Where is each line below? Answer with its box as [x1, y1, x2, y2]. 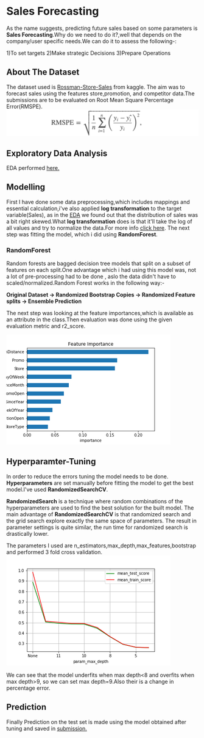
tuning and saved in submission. [6, 725, 87, 732]
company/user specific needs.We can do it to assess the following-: [6, 37, 177, 45]
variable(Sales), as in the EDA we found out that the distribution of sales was [6, 211, 199, 218]
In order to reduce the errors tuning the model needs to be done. [6, 472, 169, 480]
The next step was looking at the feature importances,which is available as [6, 310, 194, 317]
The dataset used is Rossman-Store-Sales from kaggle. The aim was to [6, 83, 185, 90]
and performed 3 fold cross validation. [6, 548, 102, 555]
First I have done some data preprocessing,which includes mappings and [6, 198, 190, 205]
